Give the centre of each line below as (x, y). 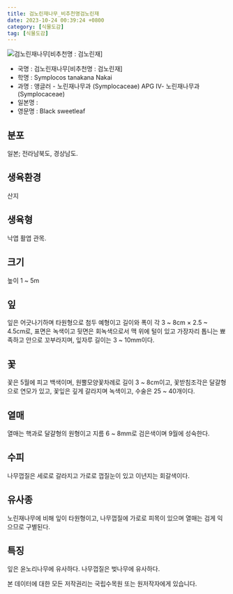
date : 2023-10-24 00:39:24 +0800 (56, 20)
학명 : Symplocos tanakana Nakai (65, 78)
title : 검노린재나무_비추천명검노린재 (53, 14)
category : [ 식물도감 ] (36, 27)
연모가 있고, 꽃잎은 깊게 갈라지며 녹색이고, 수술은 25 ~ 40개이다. (107, 391)
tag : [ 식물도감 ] (28, 33)
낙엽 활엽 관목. (27, 238)
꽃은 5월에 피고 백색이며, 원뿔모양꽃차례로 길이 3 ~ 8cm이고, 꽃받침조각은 (107, 382)
